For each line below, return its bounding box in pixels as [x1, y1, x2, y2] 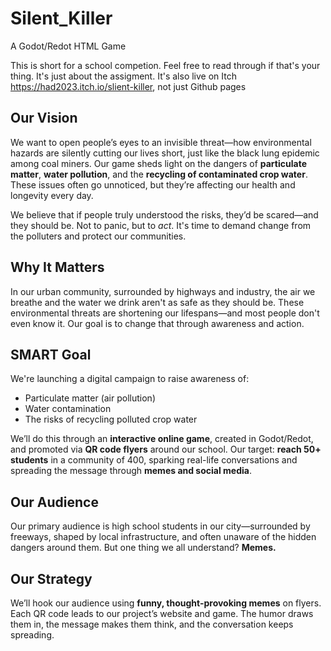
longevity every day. [10, 189, 94, 201]
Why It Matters [10, 259, 105, 276]
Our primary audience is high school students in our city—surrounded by [10, 520, 311, 532]
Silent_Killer [10, 7, 113, 30]
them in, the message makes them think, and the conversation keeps [10, 618, 294, 630]
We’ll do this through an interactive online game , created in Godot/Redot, [10, 433, 314, 445]
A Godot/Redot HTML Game [10, 40, 127, 52]
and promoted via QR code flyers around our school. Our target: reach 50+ [10, 443, 322, 456]
